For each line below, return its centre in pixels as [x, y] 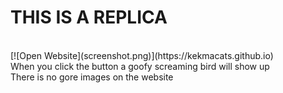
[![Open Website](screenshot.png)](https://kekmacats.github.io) [142, 55]
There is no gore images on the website [92, 77]
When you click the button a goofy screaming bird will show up [140, 66]
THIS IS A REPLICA [89, 17]
